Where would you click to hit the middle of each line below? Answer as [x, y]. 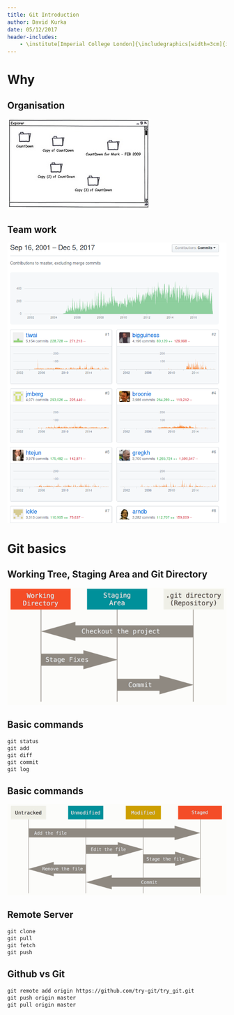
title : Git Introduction [43, 15]
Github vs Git [36, 974]
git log [18, 770]
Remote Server [40, 915]
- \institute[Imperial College [65, 44]
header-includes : [32, 37]
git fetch [22, 946]
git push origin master [42, 998]
